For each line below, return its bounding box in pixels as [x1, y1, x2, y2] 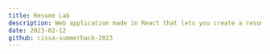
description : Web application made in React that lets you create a [8, 19, 243, 27]
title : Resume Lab [8, 11, 70, 20]
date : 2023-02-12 [8, 26, 67, 34]
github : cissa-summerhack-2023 [8, 33, 113, 42]
